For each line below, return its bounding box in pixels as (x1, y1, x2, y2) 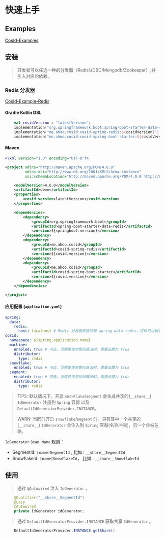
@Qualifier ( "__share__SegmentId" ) (14, 495, 84, 500)
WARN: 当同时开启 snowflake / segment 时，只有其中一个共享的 (17, 416, 141, 422)
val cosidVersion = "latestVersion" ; (14, 120, 91, 126)
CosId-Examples (5, 37, 39, 43)
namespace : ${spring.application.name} (9, 338, 91, 343)
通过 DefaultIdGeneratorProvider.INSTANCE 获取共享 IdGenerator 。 (17, 518, 154, 524)
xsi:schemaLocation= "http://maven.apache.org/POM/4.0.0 (25, 174, 141, 179)
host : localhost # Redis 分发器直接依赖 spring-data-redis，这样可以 (18, 328, 155, 333)
